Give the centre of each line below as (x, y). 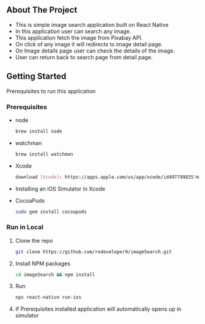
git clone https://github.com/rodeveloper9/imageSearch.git (93, 252)
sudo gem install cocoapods (51, 212)
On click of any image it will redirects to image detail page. (89, 44)
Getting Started (36, 77)
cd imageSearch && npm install (55, 275)
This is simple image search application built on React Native (92, 24)
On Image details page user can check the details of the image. (95, 51)
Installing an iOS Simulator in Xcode (60, 189)
